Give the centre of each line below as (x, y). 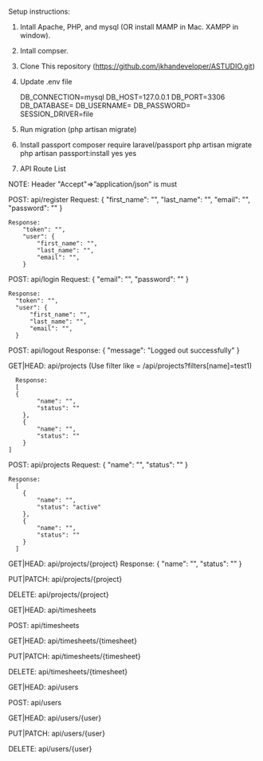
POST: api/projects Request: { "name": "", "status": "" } (98, 464)
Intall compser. (44, 51)
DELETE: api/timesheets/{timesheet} (68, 671)
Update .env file (46, 82)
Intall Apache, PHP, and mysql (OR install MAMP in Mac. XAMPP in (129, 27)
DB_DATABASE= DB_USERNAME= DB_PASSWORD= (105, 105)
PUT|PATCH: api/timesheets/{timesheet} (75, 656)
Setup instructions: (39, 12)
